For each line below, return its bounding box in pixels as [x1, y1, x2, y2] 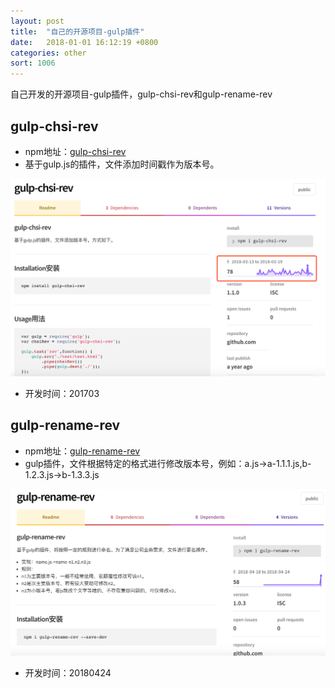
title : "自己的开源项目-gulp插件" [10, 26, 145, 37]
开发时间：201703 [24, 387, 100, 399]
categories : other [10, 48, 87, 58]
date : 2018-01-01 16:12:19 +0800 [10, 37, 159, 47]
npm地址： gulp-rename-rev [24, 445, 141, 457]
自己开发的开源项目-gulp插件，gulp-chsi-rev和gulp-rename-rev [10, 88, 273, 100]
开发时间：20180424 [24, 666, 112, 679]
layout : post [10, 16, 65, 26]
